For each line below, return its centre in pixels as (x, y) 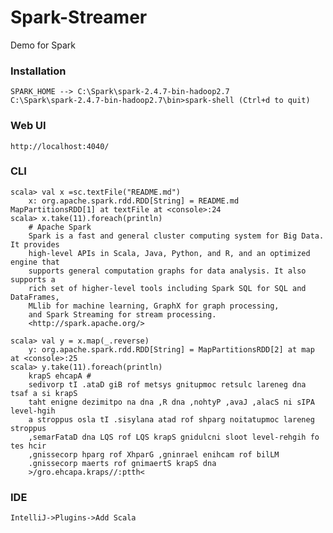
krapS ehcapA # (60, 376)
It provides (35, 244)
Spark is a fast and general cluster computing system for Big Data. (176, 236)
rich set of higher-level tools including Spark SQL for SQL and (167, 288)
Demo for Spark (43, 45)
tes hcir (28, 446)
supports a (33, 279)
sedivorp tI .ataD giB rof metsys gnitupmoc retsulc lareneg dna (167, 384)
